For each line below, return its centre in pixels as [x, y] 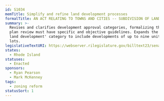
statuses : [15, 59]
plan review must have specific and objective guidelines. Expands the [84, 32]
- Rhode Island [25, 55]
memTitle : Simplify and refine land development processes [66, 14]
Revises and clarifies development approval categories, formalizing [82, 28]
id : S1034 [15, 9]
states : [13, 50]
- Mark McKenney [26, 77]
